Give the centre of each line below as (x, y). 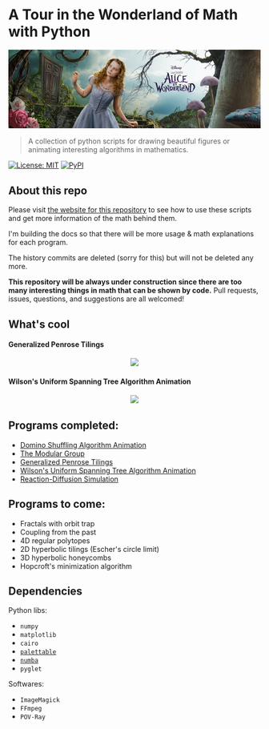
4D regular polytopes (55, 540)
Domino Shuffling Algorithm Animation (83, 445)
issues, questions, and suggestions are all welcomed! (96, 299)
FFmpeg (31, 709)
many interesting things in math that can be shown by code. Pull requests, (133, 291)
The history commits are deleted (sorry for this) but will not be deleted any (131, 258)
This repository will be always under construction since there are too (125, 282)
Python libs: (28, 610)
